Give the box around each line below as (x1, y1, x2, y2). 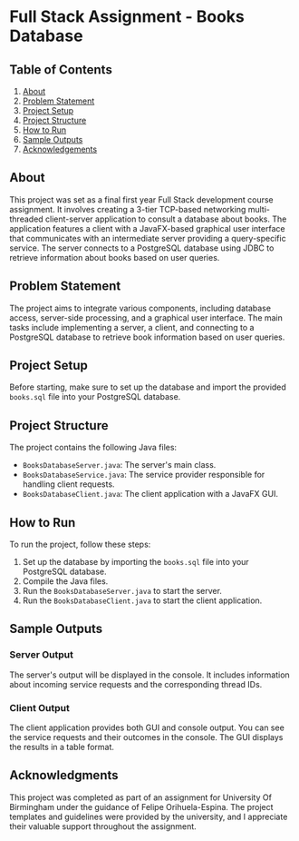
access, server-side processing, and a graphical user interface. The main (9, 312, 284, 323)
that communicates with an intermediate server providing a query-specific (9, 233, 287, 243)
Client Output (9, 701, 71, 714)
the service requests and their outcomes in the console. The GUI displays (9, 732, 284, 743)
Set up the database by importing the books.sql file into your (22, 557, 249, 568)
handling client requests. (22, 479, 115, 490)
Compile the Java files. (22, 576, 109, 587)
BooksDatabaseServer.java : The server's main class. (22, 460, 217, 470)
